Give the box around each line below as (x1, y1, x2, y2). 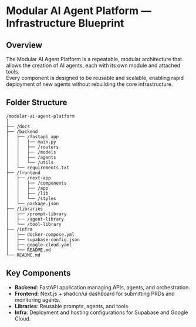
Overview (6, 40, 43, 50)
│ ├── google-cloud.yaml (6, 242, 72, 248)
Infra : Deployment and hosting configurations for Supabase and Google (14, 309, 189, 316)
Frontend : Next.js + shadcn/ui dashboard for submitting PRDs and (14, 290, 175, 297)
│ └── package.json (6, 201, 59, 206)
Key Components (6, 268, 71, 278)
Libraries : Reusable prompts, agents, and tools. (14, 302, 130, 309)
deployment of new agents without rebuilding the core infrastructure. (6, 81, 173, 88)
